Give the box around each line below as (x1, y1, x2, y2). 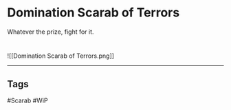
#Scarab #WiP (7, 96, 48, 104)
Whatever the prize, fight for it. (7, 27, 94, 36)
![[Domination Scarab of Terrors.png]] (7, 52, 115, 60)
